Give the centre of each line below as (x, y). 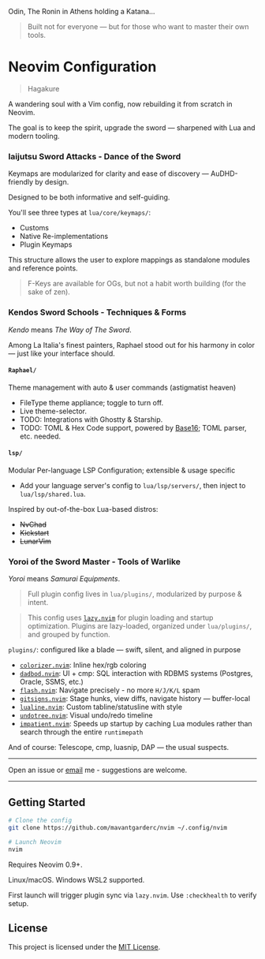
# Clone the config (40, 821)
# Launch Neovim (35, 842)
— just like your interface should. (62, 353)
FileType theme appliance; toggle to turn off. (91, 402)
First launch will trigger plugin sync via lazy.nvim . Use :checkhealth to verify (132, 895)
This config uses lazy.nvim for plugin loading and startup (120, 618)
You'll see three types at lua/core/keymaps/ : (80, 213)
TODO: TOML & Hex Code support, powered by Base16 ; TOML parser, (133, 427)
